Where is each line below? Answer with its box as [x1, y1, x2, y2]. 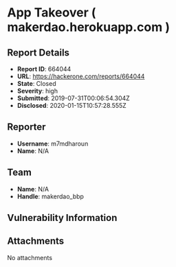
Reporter [7, 121, 46, 133]
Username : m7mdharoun [16, 139, 89, 148]
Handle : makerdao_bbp [16, 192, 85, 200]
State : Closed [16, 80, 56, 87]
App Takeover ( [7, 5, 96, 21]
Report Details [7, 47, 70, 58]
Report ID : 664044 [16, 65, 71, 73]
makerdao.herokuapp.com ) [7, 19, 170, 35]
